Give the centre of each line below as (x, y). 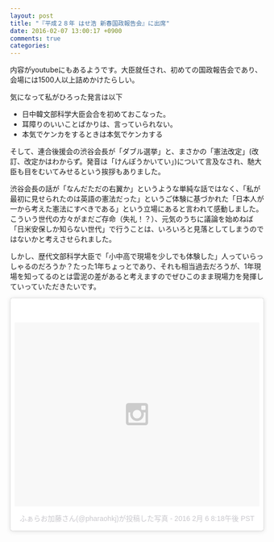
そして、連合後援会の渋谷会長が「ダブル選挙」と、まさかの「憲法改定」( (131, 152)
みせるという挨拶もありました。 (112, 172)
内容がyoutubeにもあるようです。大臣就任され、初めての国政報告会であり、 (136, 70)
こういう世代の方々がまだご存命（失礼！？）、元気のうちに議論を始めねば (132, 219)
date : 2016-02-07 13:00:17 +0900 (66, 31)
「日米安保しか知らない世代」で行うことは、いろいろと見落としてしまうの (133, 229)
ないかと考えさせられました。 (66, 240)
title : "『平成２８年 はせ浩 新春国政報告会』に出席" (90, 23)
